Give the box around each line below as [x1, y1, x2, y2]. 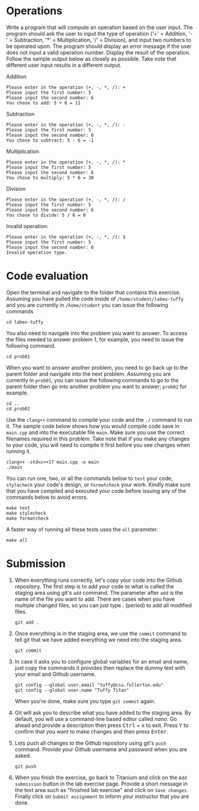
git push [14, 763, 37, 770]
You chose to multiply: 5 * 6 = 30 [6, 175, 94, 181]
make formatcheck [6, 515, 49, 521]
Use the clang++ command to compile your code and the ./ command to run [6, 416, 192, 423]
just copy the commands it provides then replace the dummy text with [14, 664, 185, 671]
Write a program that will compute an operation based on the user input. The [6, 24, 193, 31]
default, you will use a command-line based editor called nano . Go [14, 715, 177, 722]
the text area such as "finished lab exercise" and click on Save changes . [14, 786, 188, 793]
